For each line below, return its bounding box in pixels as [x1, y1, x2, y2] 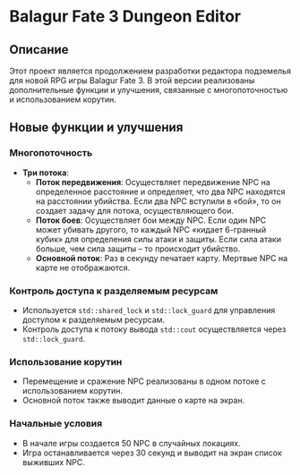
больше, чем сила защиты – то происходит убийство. [35, 243, 241, 254]
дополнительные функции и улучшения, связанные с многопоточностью [9, 85, 288, 95]
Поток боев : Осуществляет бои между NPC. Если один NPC [35, 215, 267, 225]
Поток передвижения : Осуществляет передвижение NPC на [35, 176, 270, 187]
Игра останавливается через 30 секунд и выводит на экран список [21, 447, 282, 458]
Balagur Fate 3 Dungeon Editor [9, 6, 242, 27]
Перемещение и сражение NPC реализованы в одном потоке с [21, 376, 267, 386]
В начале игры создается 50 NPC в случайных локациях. [21, 437, 242, 448]
